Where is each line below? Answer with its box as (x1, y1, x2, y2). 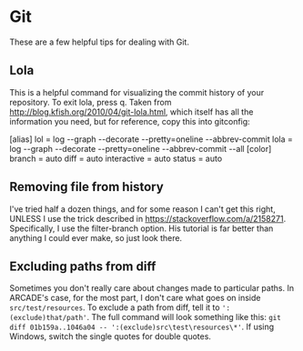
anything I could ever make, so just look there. (9, 232, 183, 243)
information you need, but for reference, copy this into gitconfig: (9, 115, 250, 126)
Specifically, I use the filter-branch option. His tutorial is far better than (9, 223, 274, 234)
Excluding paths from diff (9, 258, 157, 274)
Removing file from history (9, 179, 164, 195)
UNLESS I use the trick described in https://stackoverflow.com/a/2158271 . (9, 213, 287, 224)
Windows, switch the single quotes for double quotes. (9, 331, 212, 342)
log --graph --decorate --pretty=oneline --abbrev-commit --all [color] (9, 143, 272, 154)
